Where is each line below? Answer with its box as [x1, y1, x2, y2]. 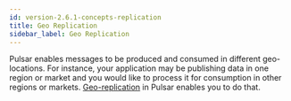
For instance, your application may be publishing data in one [46, 63, 270, 74]
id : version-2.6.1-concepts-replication [9, 12, 162, 22]
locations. [9, 63, 46, 74]
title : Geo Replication [9, 21, 98, 30]
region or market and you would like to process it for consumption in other [9, 73, 282, 83]
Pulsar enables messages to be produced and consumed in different [9, 54, 262, 65]
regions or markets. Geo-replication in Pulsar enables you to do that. [9, 82, 261, 93]
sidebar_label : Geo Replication [9, 29, 129, 38]
